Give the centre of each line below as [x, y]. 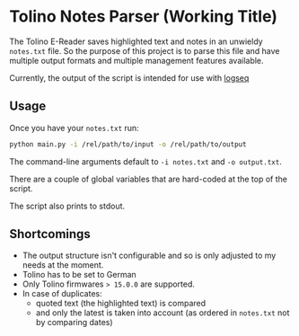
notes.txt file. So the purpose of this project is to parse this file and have [145, 50]
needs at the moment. [63, 265]
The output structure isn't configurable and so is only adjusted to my [149, 256]
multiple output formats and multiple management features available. [136, 60]
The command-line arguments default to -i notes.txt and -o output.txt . [146, 161]
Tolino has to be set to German [79, 275]
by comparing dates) [75, 323]
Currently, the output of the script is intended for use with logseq [129, 77]
